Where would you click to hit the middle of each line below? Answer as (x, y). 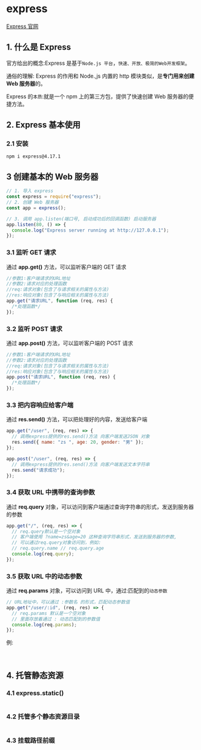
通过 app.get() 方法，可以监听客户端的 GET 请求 (66, 267)
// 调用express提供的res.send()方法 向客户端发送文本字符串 (81, 464)
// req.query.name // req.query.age (58, 548)
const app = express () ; (36, 208)
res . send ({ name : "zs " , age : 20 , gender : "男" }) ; (78, 442)
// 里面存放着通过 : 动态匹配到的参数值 (56, 619)
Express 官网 (22, 26)
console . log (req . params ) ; (44, 624)
